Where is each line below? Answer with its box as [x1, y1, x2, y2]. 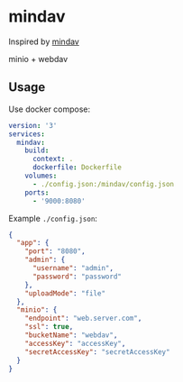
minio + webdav [8, 53, 69, 64]
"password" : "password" [32, 272, 123, 281]
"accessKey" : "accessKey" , [24, 339, 126, 348]
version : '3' [8, 121, 58, 130]
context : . [32, 155, 74, 164]
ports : [24, 187, 50, 197]
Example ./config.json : [8, 213, 98, 223]
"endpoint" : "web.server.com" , [24, 314, 142, 323]
